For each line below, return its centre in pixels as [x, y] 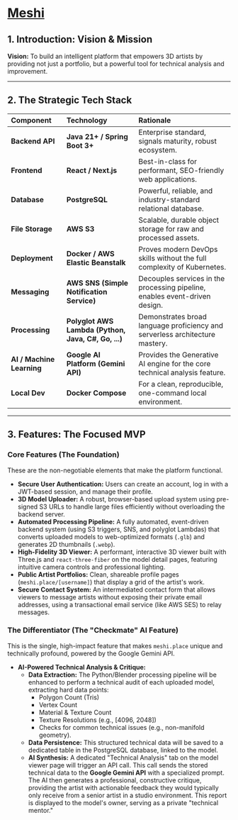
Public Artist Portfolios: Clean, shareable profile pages [98, 574]
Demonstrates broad [172, 316]
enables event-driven [175, 296]
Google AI [83, 355]
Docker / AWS [90, 253]
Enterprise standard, [172, 132]
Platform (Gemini [96, 363]
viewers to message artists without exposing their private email [110, 597]
